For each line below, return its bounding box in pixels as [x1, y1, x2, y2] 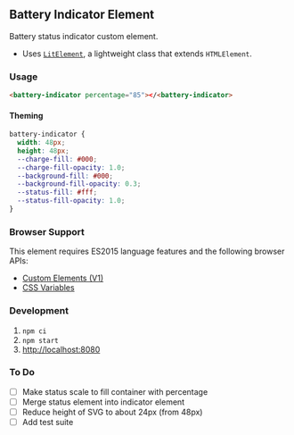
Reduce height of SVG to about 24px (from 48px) [21, 406, 203, 417]
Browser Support [9, 225, 85, 238]
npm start [21, 336, 60, 345]
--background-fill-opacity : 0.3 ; [17, 180, 142, 188]
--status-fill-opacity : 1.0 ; [17, 197, 126, 205]
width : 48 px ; [17, 138, 66, 147]
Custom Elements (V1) [21, 272, 104, 284]
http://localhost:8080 [21, 344, 101, 355]
